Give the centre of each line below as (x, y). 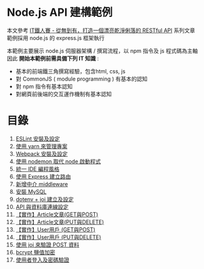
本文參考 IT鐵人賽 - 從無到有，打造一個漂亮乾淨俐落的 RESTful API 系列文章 (101, 30)
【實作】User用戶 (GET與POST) (56, 229)
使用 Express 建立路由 (43, 176)
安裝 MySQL (31, 191)
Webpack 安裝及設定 (42, 154)
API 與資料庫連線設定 (42, 207)
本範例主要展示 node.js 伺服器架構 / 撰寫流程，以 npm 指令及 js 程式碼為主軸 (102, 51)
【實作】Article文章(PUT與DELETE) (60, 222)
